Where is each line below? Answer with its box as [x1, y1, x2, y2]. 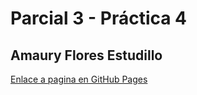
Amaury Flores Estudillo [10, 47, 163, 64]
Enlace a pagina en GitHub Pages [10, 73, 148, 85]
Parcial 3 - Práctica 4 [10, 7, 188, 30]
